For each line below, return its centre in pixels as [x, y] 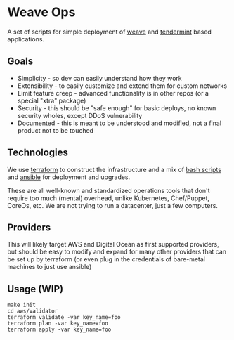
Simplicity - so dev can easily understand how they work [99, 78]
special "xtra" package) [52, 100]
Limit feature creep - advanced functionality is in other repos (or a [113, 93]
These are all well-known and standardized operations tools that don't [109, 190]
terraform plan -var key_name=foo [58, 324]
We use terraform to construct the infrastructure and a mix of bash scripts [114, 169]
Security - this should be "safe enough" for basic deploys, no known [117, 108]
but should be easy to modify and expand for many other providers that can [117, 252]
